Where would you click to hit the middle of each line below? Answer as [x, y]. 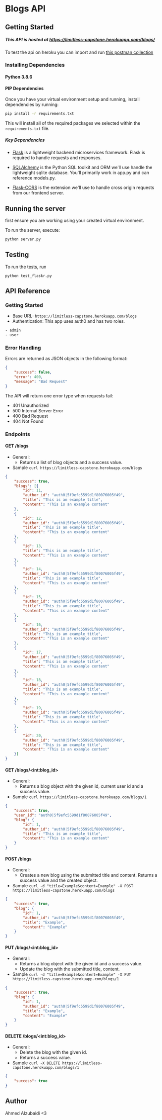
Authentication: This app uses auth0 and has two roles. [69, 321]
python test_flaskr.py [28, 276]
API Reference [28, 291]
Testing [17, 255]
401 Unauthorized [30, 405]
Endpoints [18, 434]
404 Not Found [28, 421]
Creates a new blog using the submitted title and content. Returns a [88, 875]
